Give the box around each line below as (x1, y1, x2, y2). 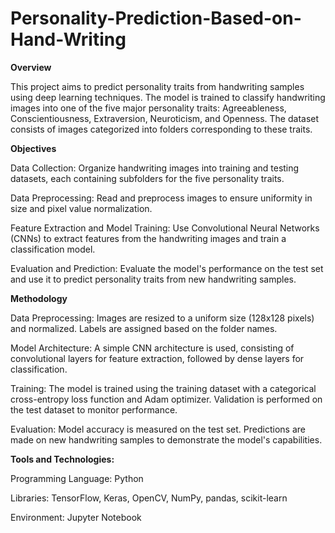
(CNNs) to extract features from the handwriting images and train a (10, 232, 287, 244)
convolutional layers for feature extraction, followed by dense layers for (10, 352, 305, 364)
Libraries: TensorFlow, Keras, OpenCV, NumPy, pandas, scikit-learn (10, 492, 288, 504)
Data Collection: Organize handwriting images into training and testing (10, 162, 300, 174)
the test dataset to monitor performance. (10, 403, 178, 416)
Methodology (10, 292, 68, 304)
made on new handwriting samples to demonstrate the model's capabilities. (10, 433, 323, 446)
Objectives (10, 142, 57, 154)
